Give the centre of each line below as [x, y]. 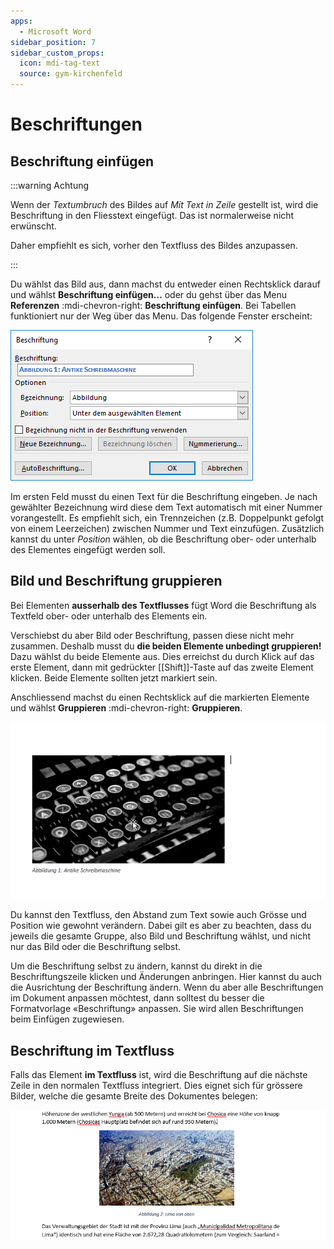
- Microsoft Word [55, 31]
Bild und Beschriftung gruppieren [116, 581]
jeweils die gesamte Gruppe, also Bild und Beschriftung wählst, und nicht [161, 936]
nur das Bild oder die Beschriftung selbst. [96, 947]
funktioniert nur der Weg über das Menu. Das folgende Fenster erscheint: [161, 316]
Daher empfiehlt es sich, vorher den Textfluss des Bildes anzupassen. [154, 245]
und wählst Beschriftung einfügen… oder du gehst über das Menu [149, 294]
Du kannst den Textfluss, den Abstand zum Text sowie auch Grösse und [158, 915]
